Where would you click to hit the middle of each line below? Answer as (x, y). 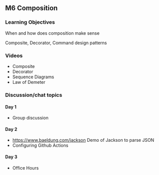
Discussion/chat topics (34, 95)
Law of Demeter (29, 82)
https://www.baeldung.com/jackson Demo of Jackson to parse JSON (83, 140)
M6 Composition (32, 8)
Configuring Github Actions (40, 145)
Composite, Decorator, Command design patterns (56, 43)
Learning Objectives (30, 22)
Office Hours (25, 168)
